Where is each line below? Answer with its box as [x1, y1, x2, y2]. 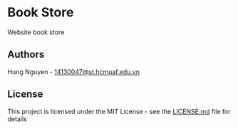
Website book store [7, 28, 65, 36]
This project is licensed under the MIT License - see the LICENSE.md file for [7, 107, 231, 115]
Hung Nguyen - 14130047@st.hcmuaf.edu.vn [7, 67, 140, 76]
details [7, 115, 27, 123]
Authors [7, 48, 45, 61]
